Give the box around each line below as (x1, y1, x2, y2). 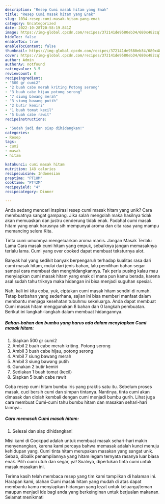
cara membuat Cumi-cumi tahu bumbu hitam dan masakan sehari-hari (5, 399, 147, 405)
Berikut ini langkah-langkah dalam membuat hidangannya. (5, 308, 123, 314)
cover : (5, 53, 19, 58)
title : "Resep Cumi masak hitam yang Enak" (5, 12, 96, 17)
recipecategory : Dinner (5, 190, 54, 195)
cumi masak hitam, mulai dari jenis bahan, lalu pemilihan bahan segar (5, 262, 145, 268)
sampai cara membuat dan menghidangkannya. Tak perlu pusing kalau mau (5, 268, 158, 274)
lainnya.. (5, 404, 22, 410)
